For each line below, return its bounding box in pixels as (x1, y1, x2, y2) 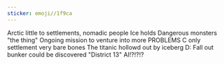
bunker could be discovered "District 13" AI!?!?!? (7, 50, 145, 59)
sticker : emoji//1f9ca (7, 10, 72, 17)
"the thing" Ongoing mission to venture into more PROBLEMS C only (7, 35, 201, 44)
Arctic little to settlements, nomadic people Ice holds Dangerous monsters (7, 29, 217, 37)
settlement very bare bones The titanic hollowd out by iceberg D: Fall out (7, 43, 214, 51)
